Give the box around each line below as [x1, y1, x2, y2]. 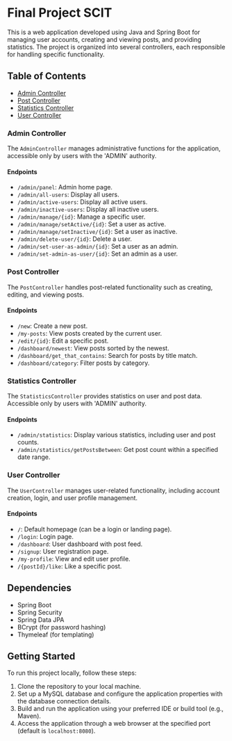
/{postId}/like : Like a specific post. [17, 562, 122, 570]
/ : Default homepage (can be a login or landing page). [17, 524, 172, 533]
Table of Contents [7, 70, 87, 82]
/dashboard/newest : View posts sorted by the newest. [17, 343, 169, 352]
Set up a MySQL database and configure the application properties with [17, 689, 223, 698]
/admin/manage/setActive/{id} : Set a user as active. [17, 220, 167, 228]
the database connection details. [17, 697, 111, 705]
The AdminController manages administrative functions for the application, [7, 144, 221, 153]
